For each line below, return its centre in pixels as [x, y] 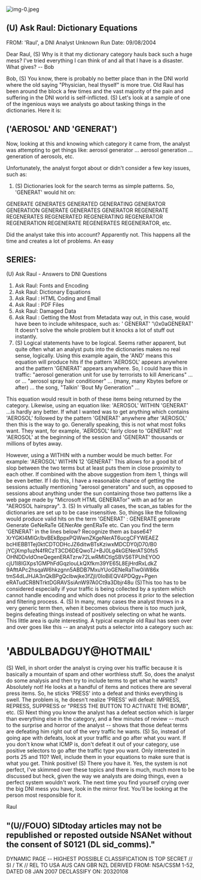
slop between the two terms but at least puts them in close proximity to [94, 468]
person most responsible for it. [44, 795]
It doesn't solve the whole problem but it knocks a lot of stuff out [95, 330]
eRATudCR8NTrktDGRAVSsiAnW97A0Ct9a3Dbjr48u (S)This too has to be [96, 583]
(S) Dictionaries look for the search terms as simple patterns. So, [95, 186]
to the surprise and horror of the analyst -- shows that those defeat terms [97, 725]
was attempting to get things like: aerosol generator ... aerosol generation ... [100, 150]
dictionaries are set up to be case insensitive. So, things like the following [97, 513]
